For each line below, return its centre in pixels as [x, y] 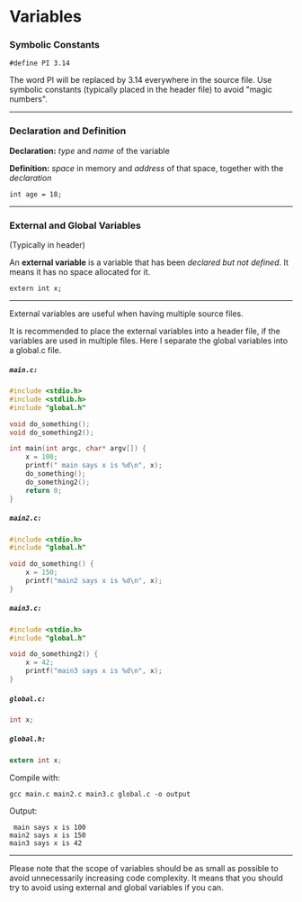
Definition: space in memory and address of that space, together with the [147, 168]
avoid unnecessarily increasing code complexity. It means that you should [146, 878]
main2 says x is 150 [48, 835]
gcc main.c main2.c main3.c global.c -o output [100, 794]
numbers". [28, 99]
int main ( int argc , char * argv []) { [78, 449]
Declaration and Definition [68, 131]
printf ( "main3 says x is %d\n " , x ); [94, 671]
